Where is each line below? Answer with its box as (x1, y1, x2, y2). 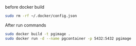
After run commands (5, 22, 46, 28)
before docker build (5, 4, 45, 10)
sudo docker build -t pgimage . (5, 31, 70, 36)
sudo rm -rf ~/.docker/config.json (5, 14, 77, 18)
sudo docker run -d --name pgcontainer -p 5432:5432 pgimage (5, 36, 132, 41)
